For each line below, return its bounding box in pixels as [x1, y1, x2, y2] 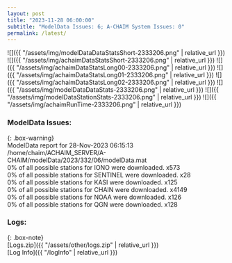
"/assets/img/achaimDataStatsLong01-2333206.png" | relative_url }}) [16, 71, 214, 79]
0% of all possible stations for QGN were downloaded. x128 [7, 200, 179, 209]
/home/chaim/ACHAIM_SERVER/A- [7, 148, 106, 157]
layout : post [7, 10, 45, 17]
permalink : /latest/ [7, 29, 67, 37]
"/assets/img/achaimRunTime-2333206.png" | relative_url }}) [7, 100, 182, 109]
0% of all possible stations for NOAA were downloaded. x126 [7, 193, 182, 201]
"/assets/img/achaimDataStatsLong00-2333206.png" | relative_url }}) [16, 63, 216, 72]
